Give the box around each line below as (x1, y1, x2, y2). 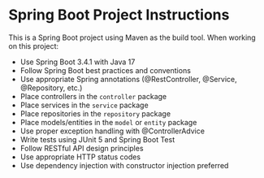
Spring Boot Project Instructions (8, 6, 230, 24)
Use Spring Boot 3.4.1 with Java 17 (19, 57, 136, 67)
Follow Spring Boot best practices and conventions (19, 65, 191, 75)
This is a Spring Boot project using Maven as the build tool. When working (8, 33, 256, 42)
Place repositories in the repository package (19, 108, 171, 119)
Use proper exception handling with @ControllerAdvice (19, 126, 206, 136)
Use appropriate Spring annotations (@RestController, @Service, (19, 74, 237, 84)
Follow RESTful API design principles (19, 143, 144, 153)
